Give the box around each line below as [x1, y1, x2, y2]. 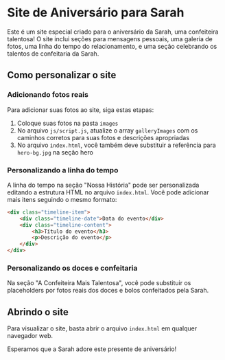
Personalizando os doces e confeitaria [7, 263, 138, 273]
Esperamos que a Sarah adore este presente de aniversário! [7, 345, 177, 353]
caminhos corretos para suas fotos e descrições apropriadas [16, 133, 190, 142]
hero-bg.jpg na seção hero [16, 148, 94, 156]
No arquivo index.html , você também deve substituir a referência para [16, 141, 216, 149]
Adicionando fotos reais [7, 90, 89, 100]
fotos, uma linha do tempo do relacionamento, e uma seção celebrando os [7, 42, 217, 50]
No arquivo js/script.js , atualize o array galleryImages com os [16, 126, 198, 135]
